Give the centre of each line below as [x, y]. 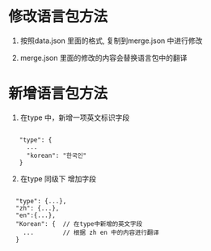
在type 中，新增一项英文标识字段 [75, 117]
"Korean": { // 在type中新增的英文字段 [79, 223]
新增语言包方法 [58, 94]
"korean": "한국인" [57, 155]
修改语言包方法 [58, 17]
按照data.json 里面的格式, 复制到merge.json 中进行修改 [111, 40]
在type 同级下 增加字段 [58, 178]
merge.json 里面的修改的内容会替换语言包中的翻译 [103, 57]
